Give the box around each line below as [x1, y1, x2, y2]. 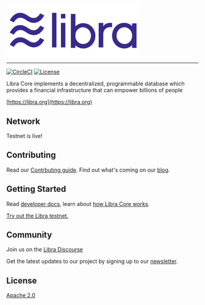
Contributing [6, 150, 56, 160]
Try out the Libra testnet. [6, 212, 69, 219]
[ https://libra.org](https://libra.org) [6, 98, 93, 106]
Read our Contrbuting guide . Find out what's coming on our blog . [6, 166, 170, 174]
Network [6, 116, 41, 127]
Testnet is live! [6, 132, 43, 139]
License [6, 275, 37, 285]
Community [6, 229, 52, 240]
